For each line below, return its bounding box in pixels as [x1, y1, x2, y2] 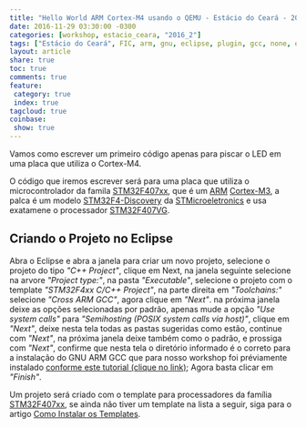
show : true [13, 124, 55, 133]
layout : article [9, 47, 71, 56]
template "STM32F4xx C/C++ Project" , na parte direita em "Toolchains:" [9, 284, 282, 295]
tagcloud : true [9, 107, 67, 116]
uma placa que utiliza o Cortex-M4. [9, 158, 142, 168]
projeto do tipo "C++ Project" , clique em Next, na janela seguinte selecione [9, 265, 291, 276]
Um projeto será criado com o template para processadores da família [9, 389, 272, 400]
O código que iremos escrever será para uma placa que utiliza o [9, 176, 250, 187]
